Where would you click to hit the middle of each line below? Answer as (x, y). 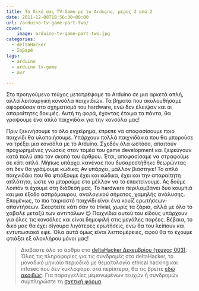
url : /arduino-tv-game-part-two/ (48, 23)
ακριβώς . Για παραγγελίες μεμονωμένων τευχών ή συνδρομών (99, 275)
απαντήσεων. (23, 207)
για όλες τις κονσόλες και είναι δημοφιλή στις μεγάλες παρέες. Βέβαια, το (99, 220)
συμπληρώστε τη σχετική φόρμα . (61, 281)
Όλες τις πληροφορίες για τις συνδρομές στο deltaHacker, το (97, 257)
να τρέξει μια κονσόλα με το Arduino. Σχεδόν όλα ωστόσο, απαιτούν (91, 144)
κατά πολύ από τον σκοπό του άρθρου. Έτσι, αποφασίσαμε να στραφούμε (98, 156)
